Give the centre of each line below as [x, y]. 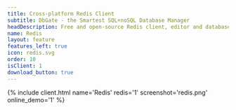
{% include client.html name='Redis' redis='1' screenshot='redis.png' [107, 92]
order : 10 [22, 60]
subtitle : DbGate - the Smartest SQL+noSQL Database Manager [99, 20]
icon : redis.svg [31, 53]
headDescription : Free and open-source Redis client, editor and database [119, 27]
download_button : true [40, 72]
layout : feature [31, 40]
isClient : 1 [25, 66]
